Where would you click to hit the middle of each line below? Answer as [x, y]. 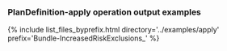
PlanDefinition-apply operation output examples [104, 12]
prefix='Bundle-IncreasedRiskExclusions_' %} [84, 38]
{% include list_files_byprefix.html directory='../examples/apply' [113, 30]
